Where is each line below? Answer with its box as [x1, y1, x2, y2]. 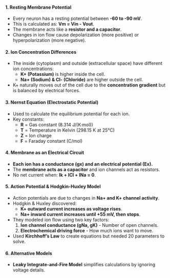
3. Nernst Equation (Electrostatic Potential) [5, 99, 99, 105]
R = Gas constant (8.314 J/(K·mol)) [20, 121, 93, 127]
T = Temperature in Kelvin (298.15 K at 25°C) [20, 127, 115, 133]
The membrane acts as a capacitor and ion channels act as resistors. [12, 166, 160, 173]
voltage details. [12, 267, 46, 273]
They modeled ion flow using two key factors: [12, 217, 109, 223]
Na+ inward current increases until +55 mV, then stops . [20, 211, 141, 218]
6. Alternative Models [5, 250, 52, 256]
